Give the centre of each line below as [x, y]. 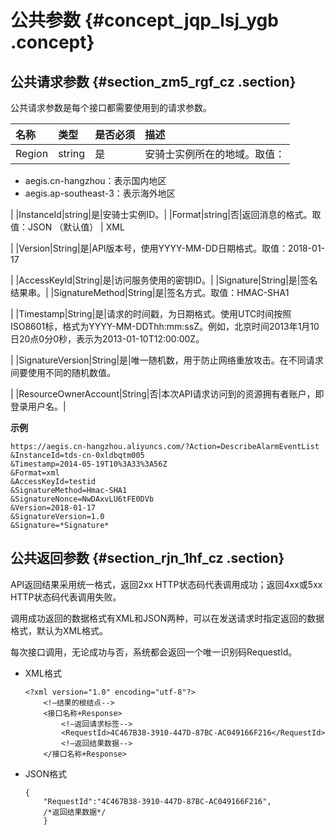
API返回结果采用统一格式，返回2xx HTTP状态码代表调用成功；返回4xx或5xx [166, 584]
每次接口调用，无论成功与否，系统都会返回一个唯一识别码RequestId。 [154, 652]
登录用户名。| [38, 406]
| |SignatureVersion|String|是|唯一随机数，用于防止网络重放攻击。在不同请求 [167, 360]
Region [32, 153]
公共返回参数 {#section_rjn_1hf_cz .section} [147, 558]
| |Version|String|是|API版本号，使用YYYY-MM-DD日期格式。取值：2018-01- [168, 248]
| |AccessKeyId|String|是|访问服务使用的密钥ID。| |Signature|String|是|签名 [164, 280]
